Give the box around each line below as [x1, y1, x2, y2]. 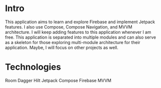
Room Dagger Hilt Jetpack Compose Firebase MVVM [5, 77, 112, 83]
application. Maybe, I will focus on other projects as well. [5, 44, 119, 50]
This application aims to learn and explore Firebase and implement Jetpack [5, 19, 155, 25]
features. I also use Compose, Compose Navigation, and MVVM [5, 24, 132, 29]
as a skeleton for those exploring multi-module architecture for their [5, 39, 141, 45]
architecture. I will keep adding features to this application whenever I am [5, 29, 151, 35]
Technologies [5, 61, 62, 73]
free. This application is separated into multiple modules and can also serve [5, 34, 156, 40]
